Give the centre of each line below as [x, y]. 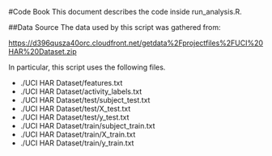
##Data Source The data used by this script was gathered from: [115, 27]
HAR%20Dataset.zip [42, 51]
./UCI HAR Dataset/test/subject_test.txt [85, 100]
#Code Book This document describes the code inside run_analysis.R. [125, 12]
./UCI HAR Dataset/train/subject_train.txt [87, 126]
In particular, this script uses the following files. [87, 67]
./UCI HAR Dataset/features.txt [71, 83]
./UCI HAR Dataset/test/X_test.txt [75, 109]
